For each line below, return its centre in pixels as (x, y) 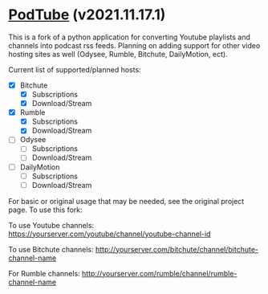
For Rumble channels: (44, 273)
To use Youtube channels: (51, 225)
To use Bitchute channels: (51, 249)
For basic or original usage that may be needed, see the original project (126, 201)
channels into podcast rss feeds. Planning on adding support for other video (134, 45)
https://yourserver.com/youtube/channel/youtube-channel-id (110, 234)
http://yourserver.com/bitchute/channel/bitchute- (177, 249)
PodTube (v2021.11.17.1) (87, 15)
